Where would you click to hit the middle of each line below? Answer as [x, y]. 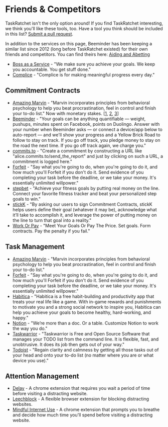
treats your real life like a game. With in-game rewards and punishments [87, 302]
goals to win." [27, 199]
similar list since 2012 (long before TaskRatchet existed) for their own [76, 49]
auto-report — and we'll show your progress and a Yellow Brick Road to [86, 135]
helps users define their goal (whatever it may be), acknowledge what [85, 209]
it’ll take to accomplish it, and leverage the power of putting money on [85, 215]
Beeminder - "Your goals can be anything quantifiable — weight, [79, 119]
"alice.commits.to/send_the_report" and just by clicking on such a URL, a [88, 156]
